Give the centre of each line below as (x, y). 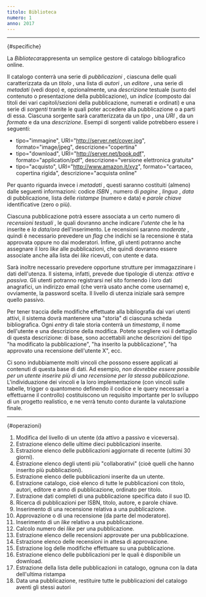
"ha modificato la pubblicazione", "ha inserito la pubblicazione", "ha (92, 344)
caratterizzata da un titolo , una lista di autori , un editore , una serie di (95, 83)
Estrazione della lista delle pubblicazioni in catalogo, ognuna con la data (106, 568)
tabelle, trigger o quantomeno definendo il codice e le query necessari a (98, 389)
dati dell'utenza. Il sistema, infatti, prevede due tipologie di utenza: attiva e (101, 274)
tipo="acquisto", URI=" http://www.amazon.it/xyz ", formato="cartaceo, (104, 167)
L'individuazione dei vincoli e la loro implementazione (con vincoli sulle (96, 382)
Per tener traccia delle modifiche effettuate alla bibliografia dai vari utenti (99, 312)
